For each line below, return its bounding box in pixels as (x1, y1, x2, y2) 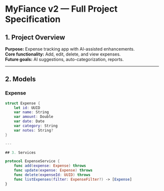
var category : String (14, 123, 58, 129)
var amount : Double (14, 115, 54, 119)
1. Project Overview (5, 33, 65, 41)
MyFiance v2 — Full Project (5, 3, 118, 15)
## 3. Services (5, 150, 36, 155)
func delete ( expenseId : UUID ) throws (14, 172, 91, 177)
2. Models (5, 75, 36, 83)
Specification (5, 14, 61, 25)
